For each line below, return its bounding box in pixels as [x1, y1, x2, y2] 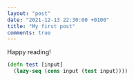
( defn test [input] [7, 61, 64, 69]
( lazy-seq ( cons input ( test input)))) [13, 68, 128, 75]
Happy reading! [7, 48, 51, 56]
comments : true [7, 29, 51, 36]
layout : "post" [7, 10, 51, 17]
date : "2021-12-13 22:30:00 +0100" [7, 16, 110, 23]
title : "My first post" [7, 23, 76, 30]
